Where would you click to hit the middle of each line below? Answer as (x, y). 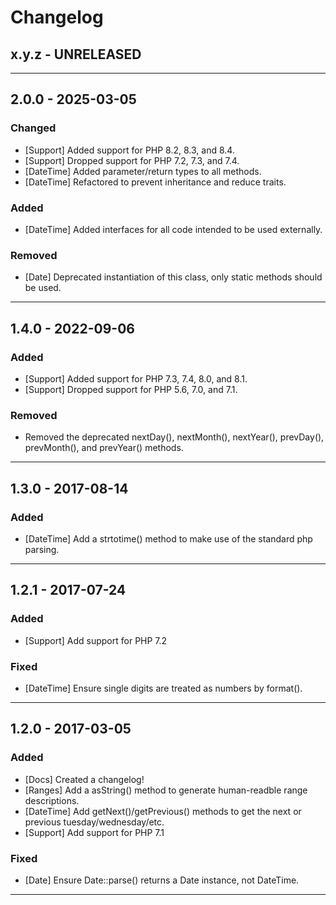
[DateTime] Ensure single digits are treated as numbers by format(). (163, 688)
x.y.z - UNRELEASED (76, 54)
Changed (33, 128)
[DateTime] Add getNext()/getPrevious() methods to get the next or (163, 811)
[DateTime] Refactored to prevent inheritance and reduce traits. (155, 182)
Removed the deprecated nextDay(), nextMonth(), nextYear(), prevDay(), (174, 437)
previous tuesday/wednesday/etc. (94, 822)
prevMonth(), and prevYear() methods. (104, 448)
